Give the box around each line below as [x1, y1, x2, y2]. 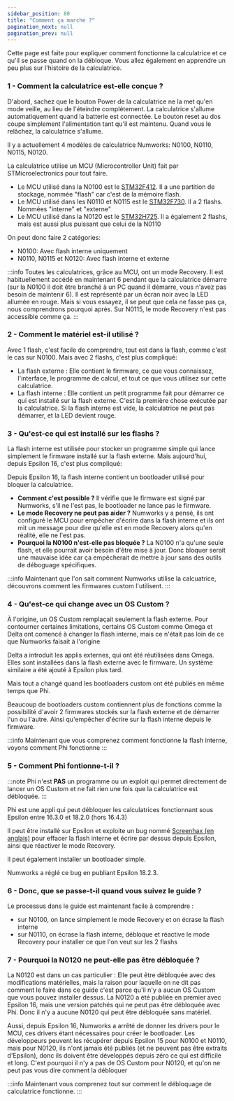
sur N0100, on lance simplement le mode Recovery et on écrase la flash [17, 916, 224, 924]
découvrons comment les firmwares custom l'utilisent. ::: [7, 582, 171, 590]
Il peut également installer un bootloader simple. [7, 855, 147, 863]
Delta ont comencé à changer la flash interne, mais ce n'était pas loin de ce [7, 630, 225, 639]
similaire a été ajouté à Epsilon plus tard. [7, 666, 124, 674]
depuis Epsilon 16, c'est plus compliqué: [7, 460, 122, 468]
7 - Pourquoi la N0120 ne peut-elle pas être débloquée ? [7, 955, 200, 965]
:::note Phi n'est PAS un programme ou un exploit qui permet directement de [7, 777, 227, 786]
